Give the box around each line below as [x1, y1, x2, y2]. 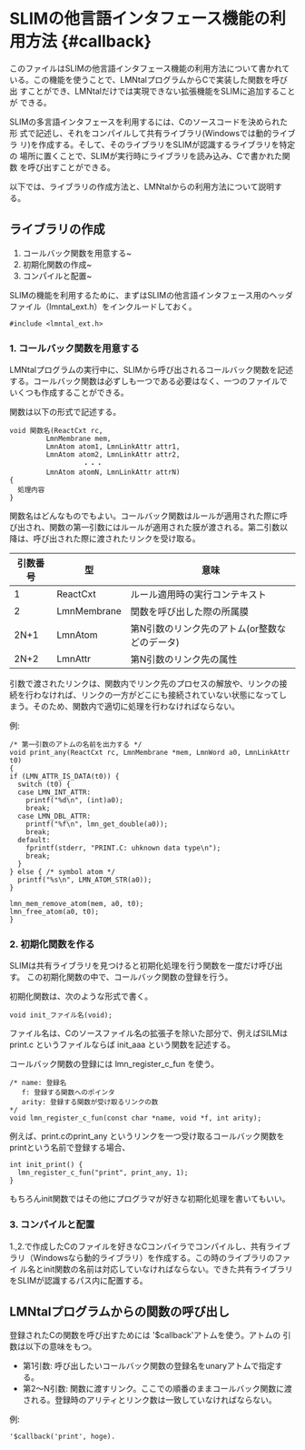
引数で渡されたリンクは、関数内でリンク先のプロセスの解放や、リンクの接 [9, 679, 288, 690]
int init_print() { [9, 1161, 84, 1170]
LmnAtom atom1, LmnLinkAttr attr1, [45, 442, 181, 451]
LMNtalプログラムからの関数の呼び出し [9, 1304, 230, 1320]
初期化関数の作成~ [22, 258, 93, 269]
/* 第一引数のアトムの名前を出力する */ [9, 740, 143, 750]
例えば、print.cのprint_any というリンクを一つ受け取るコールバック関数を [9, 1131, 285, 1142]
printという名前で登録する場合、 [9, 1143, 131, 1153]
